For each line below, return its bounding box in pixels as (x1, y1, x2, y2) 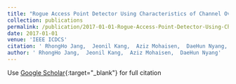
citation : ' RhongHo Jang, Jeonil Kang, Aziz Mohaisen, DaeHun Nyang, (7, 43, 228, 50)
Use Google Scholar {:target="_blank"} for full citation (7, 68, 162, 77)
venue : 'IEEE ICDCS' (7, 36, 68, 43)
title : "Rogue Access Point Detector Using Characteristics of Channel (7, 10, 221, 17)
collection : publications (7, 17, 83, 24)
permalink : (7, 23, 39, 30)
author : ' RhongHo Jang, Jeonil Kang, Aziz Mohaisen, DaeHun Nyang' (7, 50, 221, 57)
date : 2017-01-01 (7, 29, 58, 37)
